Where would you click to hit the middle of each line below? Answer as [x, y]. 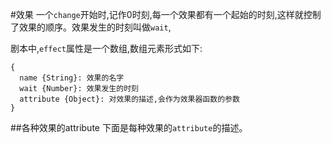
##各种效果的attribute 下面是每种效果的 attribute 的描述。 [129, 127]
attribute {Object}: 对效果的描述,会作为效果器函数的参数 [129, 99]
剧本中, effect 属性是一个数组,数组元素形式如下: [106, 48]
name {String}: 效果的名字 [72, 78]
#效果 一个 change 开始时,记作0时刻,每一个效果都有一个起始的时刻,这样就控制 [166, 14]
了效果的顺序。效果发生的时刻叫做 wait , [91, 27]
